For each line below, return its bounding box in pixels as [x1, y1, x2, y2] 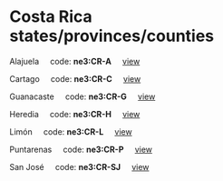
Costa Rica [9, 6, 92, 27]
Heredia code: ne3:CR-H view [9, 108, 141, 119]
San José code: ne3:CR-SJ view [9, 161, 150, 172]
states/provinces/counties [9, 25, 215, 46]
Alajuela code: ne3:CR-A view [9, 55, 141, 66]
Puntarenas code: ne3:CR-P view [9, 144, 152, 155]
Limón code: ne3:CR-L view [9, 126, 133, 137]
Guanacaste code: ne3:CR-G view [9, 91, 156, 102]
